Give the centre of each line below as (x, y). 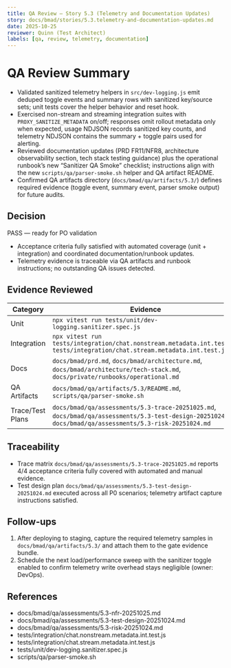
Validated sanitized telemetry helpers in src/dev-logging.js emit (109, 92)
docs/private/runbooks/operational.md (116, 377)
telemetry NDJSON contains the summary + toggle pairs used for (110, 136)
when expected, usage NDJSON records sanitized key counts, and (111, 129)
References (32, 596)
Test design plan (41, 486)
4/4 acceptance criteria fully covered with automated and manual (110, 471)
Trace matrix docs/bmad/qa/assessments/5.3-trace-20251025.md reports (118, 463)
